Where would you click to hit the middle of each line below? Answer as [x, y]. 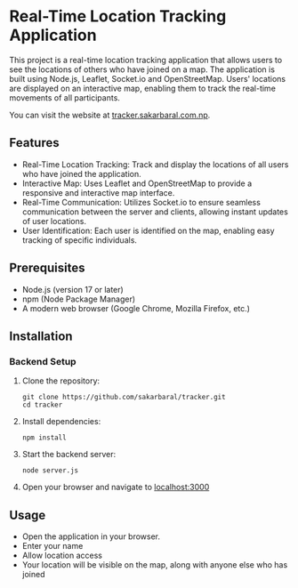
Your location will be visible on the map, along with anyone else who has [155, 565]
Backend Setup [43, 361]
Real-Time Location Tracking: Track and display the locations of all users [155, 164]
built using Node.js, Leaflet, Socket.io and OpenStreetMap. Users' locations [148, 78]
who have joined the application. [82, 173]
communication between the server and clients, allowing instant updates [155, 212]
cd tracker [42, 405]
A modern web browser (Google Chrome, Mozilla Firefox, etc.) [136, 308]
